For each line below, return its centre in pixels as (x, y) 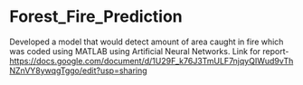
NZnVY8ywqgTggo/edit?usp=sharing (78, 71)
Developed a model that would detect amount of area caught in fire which (147, 42)
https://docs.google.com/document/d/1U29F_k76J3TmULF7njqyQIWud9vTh (151, 61)
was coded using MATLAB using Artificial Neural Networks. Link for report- (149, 51)
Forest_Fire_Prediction (96, 17)
